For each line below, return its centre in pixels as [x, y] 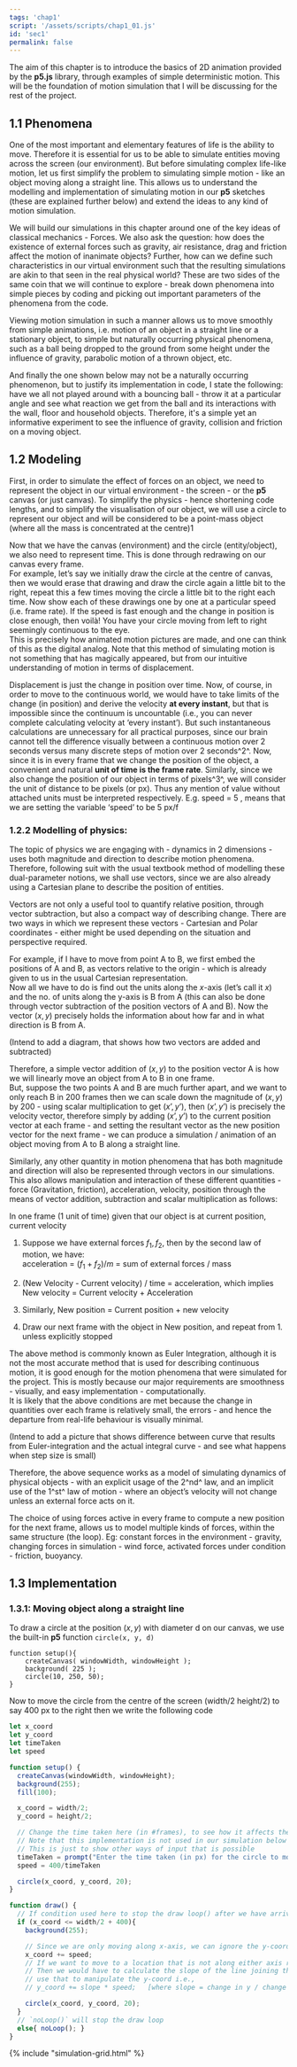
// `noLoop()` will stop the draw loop [91, 2020]
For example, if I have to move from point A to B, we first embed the [132, 959]
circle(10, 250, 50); [65, 1677]
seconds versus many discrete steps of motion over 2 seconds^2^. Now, [141, 751]
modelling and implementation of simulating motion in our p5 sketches [137, 192]
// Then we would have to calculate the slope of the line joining [152, 1971]
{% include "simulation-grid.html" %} [77, 2054]
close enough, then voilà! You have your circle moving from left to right [138, 620]
